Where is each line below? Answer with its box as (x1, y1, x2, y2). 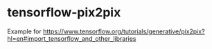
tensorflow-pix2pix (7, 5, 121, 20)
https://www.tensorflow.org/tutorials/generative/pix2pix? (42, 27, 206, 35)
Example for (7, 27, 42, 35)
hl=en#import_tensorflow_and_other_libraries (7, 34, 136, 42)
